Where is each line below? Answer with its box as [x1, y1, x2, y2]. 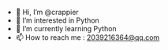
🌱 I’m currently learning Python [15, 24, 117, 33]
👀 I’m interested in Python [15, 16, 100, 25]
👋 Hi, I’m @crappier [15, 8, 79, 16]
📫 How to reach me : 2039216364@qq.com [15, 33, 160, 42]
